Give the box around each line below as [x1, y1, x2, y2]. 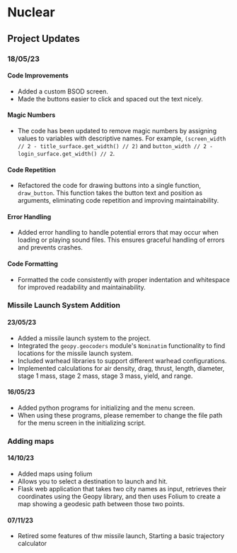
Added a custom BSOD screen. [17, 86, 108, 96]
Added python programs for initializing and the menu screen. [17, 403, 195, 412]
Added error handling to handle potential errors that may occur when [17, 228, 219, 237]
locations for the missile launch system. [17, 349, 133, 357]
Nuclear [7, 4, 55, 21]
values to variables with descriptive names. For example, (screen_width [17, 134, 226, 143]
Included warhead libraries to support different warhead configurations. [17, 356, 227, 365]
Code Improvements [7, 72, 69, 80]
